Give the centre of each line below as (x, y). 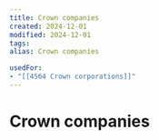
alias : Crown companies (55, 52)
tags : (20, 43)
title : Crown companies (55, 18)
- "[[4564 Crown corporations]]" (73, 77)
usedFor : (26, 68)
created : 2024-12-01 (49, 26)
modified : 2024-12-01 (50, 35)
